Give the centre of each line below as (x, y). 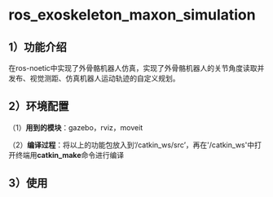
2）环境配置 (39, 106)
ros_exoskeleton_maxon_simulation (132, 15)
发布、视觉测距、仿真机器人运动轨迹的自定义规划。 (94, 78)
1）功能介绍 (38, 47)
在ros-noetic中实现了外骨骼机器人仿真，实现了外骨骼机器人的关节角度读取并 (136, 68)
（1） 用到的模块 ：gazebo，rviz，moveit (76, 127)
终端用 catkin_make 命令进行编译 (70, 155)
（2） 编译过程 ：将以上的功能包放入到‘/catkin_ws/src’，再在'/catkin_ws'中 (132, 145)
